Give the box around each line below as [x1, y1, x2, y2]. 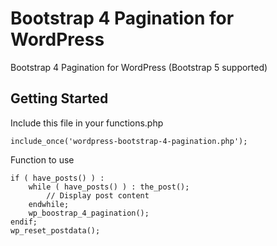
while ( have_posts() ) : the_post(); [28, 182, 190, 192]
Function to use [10, 153, 75, 166]
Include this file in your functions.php [10, 117, 164, 129]
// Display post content [46, 190, 150, 201]
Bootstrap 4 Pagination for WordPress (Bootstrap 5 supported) [10, 61, 268, 73]
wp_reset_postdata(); [10, 225, 101, 236]
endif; [10, 217, 38, 227]
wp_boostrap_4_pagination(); [28, 208, 150, 218]
